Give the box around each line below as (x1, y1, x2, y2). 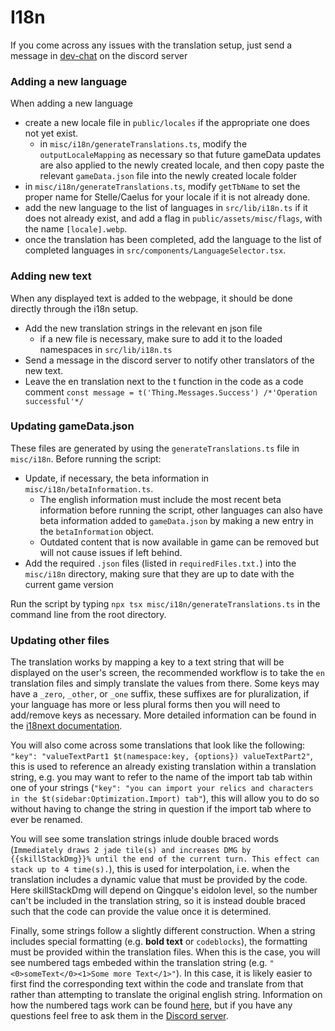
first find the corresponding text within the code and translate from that (10, 978, 304, 990)
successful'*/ (24, 396, 84, 406)
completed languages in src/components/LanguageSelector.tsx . (24, 244, 287, 256)
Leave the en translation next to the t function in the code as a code (24, 375, 304, 387)
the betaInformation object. (39, 525, 155, 537)
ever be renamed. (10, 814, 83, 826)
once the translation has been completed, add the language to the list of (24, 234, 323, 246)
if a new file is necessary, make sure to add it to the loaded (39, 332, 283, 345)
